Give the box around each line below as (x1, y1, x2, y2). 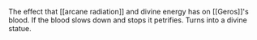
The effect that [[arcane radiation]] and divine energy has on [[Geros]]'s (8, 7, 249, 16)
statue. (8, 24, 32, 33)
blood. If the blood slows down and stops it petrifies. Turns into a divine (8, 15, 247, 25)
